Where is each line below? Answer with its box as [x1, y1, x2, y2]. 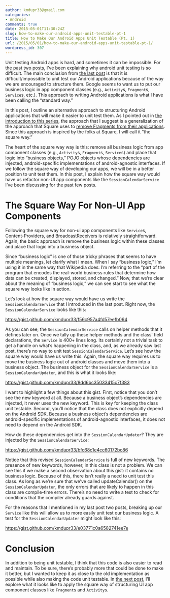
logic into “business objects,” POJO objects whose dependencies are [5, 155, 150, 161]
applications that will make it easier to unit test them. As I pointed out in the [5, 112, 162, 119]
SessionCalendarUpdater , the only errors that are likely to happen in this [5, 483, 154, 490]
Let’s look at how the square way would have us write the [5, 296, 125, 302]
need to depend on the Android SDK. [5, 421, 83, 428]
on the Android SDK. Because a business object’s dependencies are [5, 411, 148, 417]
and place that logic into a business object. [5, 243, 95, 249]
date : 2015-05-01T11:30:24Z [5, 26, 65, 32]
